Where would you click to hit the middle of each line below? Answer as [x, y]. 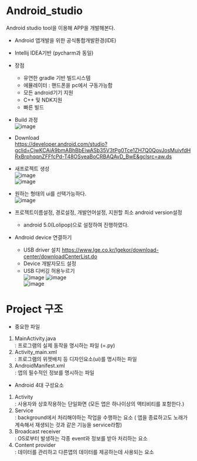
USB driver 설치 [42, 250]
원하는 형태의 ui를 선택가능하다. [50, 193]
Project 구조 [35, 309]
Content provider [35, 445]
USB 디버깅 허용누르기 [49, 270]
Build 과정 [26, 119]
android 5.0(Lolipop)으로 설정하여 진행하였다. [76, 225]
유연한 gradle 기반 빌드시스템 [57, 78]
